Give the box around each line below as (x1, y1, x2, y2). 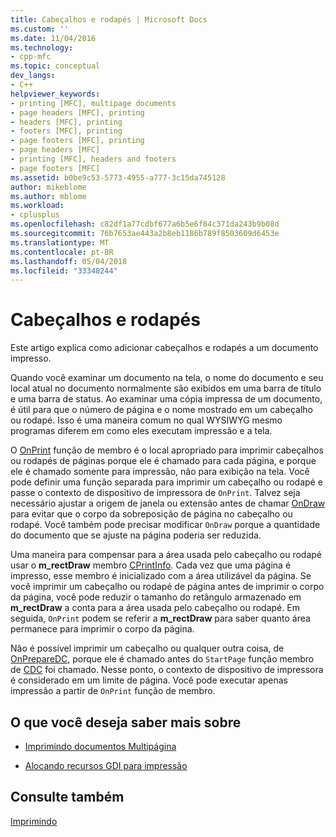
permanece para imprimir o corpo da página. (10, 623, 195, 635)
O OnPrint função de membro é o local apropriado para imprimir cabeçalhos (10, 444, 324, 456)
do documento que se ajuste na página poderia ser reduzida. (10, 529, 262, 541)
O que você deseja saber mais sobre (10, 714, 242, 731)
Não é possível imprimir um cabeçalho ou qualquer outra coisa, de (10, 642, 285, 655)
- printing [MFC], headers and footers (10, 154, 177, 164)
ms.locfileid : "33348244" (10, 266, 118, 276)
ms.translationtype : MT (10, 237, 110, 248)
